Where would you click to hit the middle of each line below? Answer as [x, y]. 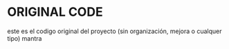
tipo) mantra [25, 38]
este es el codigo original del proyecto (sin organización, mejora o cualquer [114, 31]
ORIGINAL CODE [55, 12]
